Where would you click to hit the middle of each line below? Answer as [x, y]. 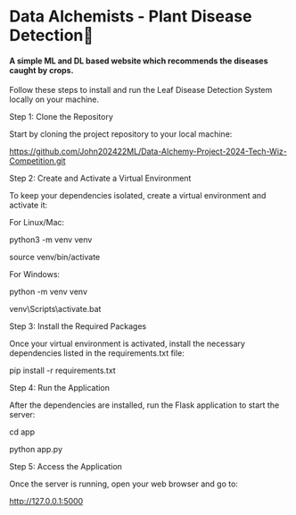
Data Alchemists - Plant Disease [131, 17]
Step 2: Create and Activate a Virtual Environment [100, 178]
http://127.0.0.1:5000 [46, 502]
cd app [22, 432]
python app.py [36, 450]
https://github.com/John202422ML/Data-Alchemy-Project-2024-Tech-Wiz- [148, 152]
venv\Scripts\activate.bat [55, 309]
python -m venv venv [48, 291]
